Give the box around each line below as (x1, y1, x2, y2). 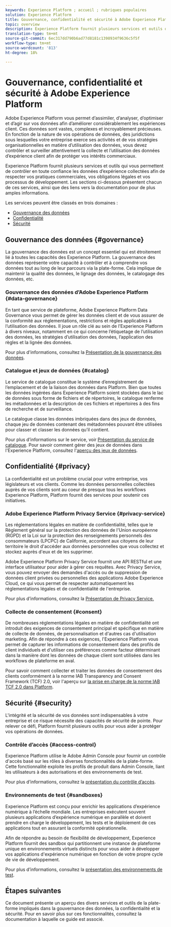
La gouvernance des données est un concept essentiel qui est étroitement (5, 249, 161, 255)
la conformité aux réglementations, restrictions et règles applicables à (5, 317, 152, 324)
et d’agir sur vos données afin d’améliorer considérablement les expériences (5, 120, 165, 126)
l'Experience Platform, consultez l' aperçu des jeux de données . (5, 447, 138, 453)
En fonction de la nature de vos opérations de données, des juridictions (5, 131, 155, 138)
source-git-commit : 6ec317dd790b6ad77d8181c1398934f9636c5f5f (5, 36, 140, 41)
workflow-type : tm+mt (5, 41, 51, 46)
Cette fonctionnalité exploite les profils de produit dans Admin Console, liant (5, 763, 165, 770)
